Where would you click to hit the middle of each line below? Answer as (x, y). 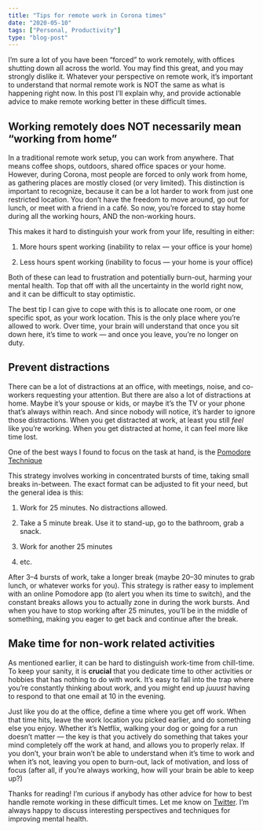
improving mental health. (48, 818)
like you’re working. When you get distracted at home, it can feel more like (128, 428)
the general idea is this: (46, 492)
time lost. (23, 436)
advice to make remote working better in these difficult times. (108, 102)
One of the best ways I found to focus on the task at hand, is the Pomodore (130, 452)
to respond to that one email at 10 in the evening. (87, 696)
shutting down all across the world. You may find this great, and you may (126, 69)
